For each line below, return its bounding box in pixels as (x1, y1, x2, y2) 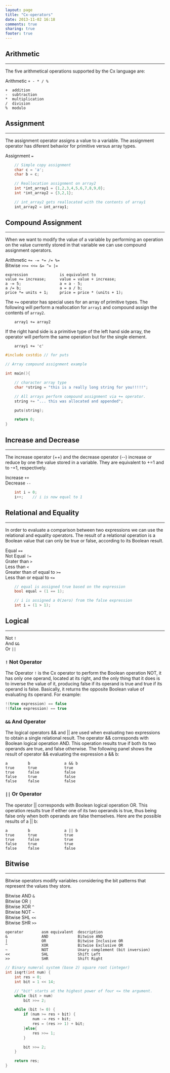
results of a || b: (5, 818, 38, 824)
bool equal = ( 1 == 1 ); (14, 589, 65, 594)
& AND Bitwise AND (5, 934, 103, 939)
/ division (5, 101, 30, 106)
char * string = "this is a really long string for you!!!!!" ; (14, 385, 148, 390)
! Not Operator (5, 658, 42, 665)
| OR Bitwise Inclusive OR (5, 939, 123, 944)
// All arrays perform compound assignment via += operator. (14, 394, 146, 399)
